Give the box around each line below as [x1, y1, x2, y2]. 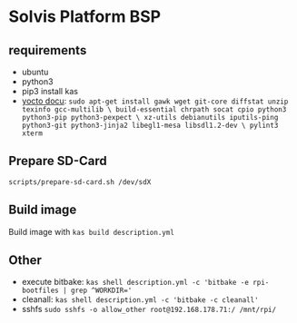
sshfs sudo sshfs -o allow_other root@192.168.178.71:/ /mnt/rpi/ [21, 304, 277, 315]
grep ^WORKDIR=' [70, 286, 133, 296]
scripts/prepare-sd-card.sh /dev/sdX [8, 177, 152, 187]
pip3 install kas [21, 86, 79, 96]
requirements [8, 43, 87, 58]
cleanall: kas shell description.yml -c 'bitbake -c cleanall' [21, 294, 260, 305]
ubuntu [21, 66, 49, 77]
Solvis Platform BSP [8, 6, 161, 27]
